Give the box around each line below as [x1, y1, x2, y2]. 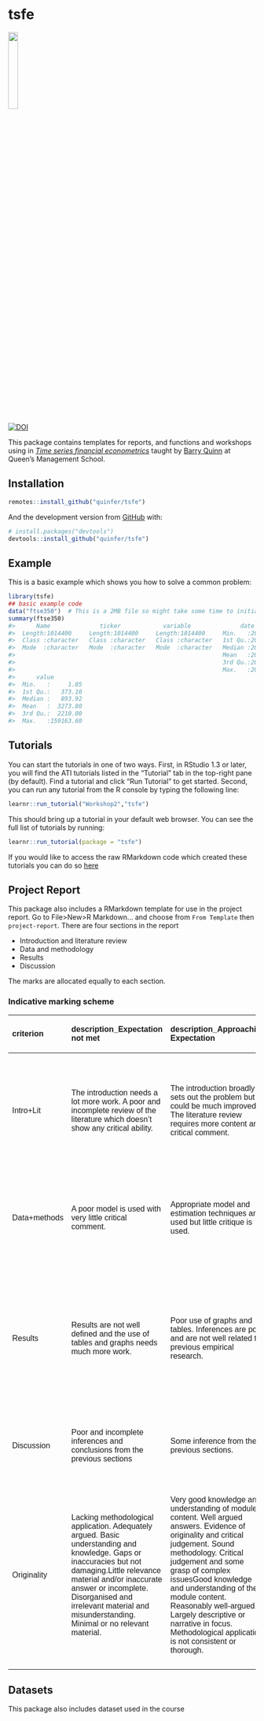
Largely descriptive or [170, 1610, 246, 1619]
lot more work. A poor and [71, 1097, 161, 1106]
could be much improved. [170, 1101, 259, 1111]
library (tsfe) [8, 593, 55, 601]
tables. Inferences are [170, 1324, 247, 1334]
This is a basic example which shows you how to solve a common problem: [8, 577, 251, 587]
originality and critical [170, 1530, 244, 1540]
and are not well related [170, 1333, 253, 1343]
